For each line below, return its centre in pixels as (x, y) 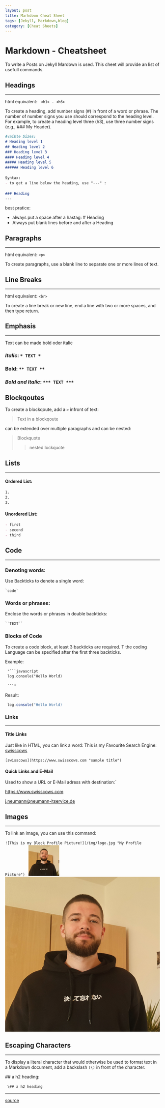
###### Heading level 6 (29, 168)
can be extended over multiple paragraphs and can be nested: (68, 429)
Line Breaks (23, 279)
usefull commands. (25, 70)
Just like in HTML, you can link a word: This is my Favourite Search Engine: (81, 745)
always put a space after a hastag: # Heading (58, 218)
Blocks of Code (24, 636)
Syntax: (13, 178)
